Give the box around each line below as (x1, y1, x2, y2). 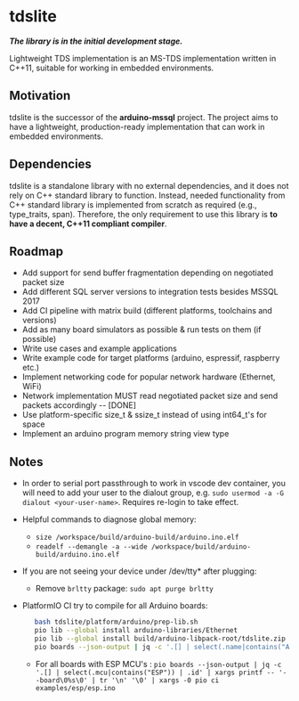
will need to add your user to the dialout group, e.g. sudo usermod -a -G (21, 487, 285, 498)
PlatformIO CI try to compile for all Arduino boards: (21, 600, 208, 611)
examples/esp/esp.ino (35, 683, 116, 692)
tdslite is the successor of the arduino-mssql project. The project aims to (9, 111, 279, 122)
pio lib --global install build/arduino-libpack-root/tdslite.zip (34, 634, 287, 643)
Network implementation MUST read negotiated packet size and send (21, 390, 279, 402)
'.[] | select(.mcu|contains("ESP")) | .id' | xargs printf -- (35, 668, 276, 677)
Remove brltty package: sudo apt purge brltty (35, 583, 214, 594)
